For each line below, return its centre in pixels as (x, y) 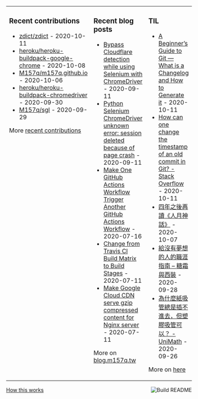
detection (117, 59)
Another (115, 207)
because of (119, 148)
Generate (171, 95)
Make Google (122, 287)
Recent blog (114, 21)
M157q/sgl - (37, 110)
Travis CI (116, 251)
